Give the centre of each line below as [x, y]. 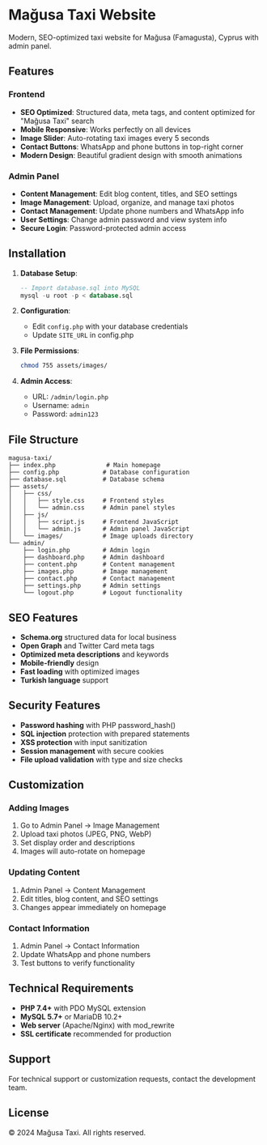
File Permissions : [49, 351]
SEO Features [43, 617]
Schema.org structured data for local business [98, 636]
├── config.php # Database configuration [99, 472]
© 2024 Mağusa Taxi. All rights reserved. [77, 1132]
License [29, 1113]
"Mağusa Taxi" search [57, 121]
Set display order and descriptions [77, 843]
